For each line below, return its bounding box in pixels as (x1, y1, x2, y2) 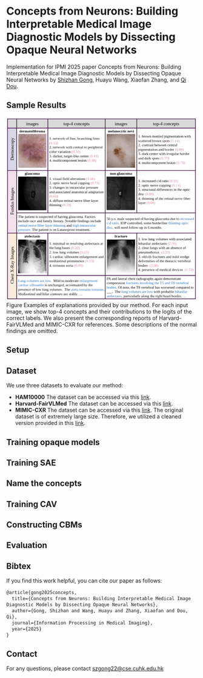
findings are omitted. (6, 327, 58, 334)
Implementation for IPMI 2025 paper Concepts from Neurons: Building (6, 63, 182, 71)
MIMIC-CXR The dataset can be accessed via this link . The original (15, 406, 184, 414)
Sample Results (6, 100, 67, 111)
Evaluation (6, 540, 47, 551)
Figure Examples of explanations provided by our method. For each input (6, 301, 188, 308)
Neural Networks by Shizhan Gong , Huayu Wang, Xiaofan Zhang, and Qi (6, 76, 187, 83)
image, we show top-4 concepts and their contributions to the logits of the (6, 308, 192, 315)
